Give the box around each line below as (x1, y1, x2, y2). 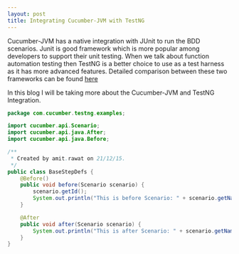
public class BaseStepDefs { (7, 168, 94, 175)
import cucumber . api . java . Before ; (7, 136, 110, 143)
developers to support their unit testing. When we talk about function (7, 51, 210, 60)
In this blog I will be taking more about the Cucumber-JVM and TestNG (7, 88, 215, 97)
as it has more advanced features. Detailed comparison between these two (7, 67, 228, 75)
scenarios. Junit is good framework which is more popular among (7, 44, 200, 53)
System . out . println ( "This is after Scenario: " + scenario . (33, 227, 215, 235)
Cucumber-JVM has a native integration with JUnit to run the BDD (7, 36, 201, 45)
